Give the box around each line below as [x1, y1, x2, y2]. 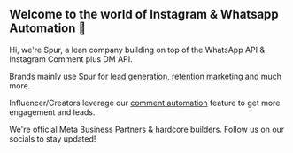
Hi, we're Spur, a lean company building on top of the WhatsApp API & [9, 44, 266, 55]
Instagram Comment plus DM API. [9, 53, 133, 65]
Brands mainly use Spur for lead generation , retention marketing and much [9, 71, 281, 81]
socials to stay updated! [9, 133, 96, 144]
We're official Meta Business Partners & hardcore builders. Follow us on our [9, 124, 285, 134]
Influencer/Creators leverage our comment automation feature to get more [9, 97, 281, 108]
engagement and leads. [9, 106, 96, 118]
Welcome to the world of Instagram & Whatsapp [9, 7, 279, 22]
